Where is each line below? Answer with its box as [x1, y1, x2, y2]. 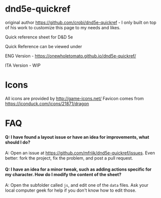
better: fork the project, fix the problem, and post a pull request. [5, 155, 133, 161]
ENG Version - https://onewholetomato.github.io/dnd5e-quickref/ [5, 53, 136, 59]
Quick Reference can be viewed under [5, 43, 82, 49]
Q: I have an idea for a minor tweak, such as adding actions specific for [5, 166, 152, 172]
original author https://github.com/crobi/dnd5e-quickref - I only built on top [5, 19, 157, 25]
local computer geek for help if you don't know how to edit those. [5, 187, 137, 193]
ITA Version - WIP [5, 62, 40, 68]
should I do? [5, 139, 31, 145]
